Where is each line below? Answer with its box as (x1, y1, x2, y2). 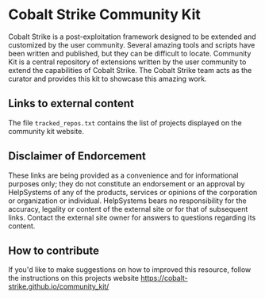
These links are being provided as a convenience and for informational (8, 171, 239, 180)
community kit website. (8, 126, 85, 136)
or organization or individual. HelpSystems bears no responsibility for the (8, 196, 248, 205)
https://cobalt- (140, 274, 188, 283)
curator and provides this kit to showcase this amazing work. (8, 74, 207, 83)
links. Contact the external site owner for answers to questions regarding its (8, 213, 256, 222)
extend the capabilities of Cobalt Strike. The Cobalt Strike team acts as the (8, 65, 252, 75)
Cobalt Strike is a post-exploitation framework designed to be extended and (8, 32, 256, 41)
